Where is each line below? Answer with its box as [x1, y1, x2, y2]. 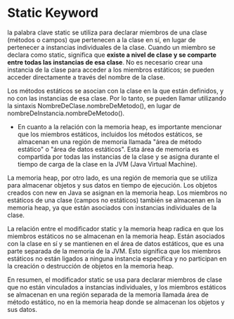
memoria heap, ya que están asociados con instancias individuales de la [7, 203, 217, 211]
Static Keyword [7, 5, 98, 21]
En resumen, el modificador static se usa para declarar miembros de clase [7, 275, 223, 284]
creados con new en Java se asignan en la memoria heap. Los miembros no [7, 188, 228, 197]
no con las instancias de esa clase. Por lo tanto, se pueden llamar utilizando [7, 93, 227, 103]
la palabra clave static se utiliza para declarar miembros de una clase [7, 28, 207, 37]
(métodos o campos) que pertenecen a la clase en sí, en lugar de [7, 35, 196, 44]
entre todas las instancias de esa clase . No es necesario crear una [7, 58, 203, 66]
